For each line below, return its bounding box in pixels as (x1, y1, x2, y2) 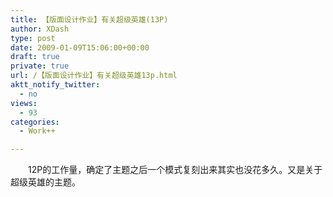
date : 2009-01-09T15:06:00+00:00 (10, 42, 150, 53)
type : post (10, 33, 56, 43)
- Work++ (19, 126, 56, 136)
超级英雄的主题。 (10, 176, 81, 188)
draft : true (10, 52, 60, 62)
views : (10, 98, 38, 108)
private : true (10, 61, 70, 71)
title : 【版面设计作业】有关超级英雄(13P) (10, 14, 169, 25)
